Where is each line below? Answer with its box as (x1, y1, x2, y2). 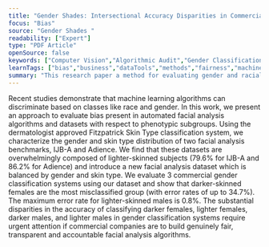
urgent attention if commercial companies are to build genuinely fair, (8, 221, 234, 231)
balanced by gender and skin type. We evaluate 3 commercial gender (8, 170, 238, 180)
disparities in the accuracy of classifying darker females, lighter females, (8, 204, 248, 213)
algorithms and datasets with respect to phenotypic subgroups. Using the (8, 119, 251, 128)
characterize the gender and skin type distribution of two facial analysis (8, 136, 245, 145)
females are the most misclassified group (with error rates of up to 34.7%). (8, 187, 255, 196)
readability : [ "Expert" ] (8, 34, 91, 43)
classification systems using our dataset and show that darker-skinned (8, 178, 242, 188)
